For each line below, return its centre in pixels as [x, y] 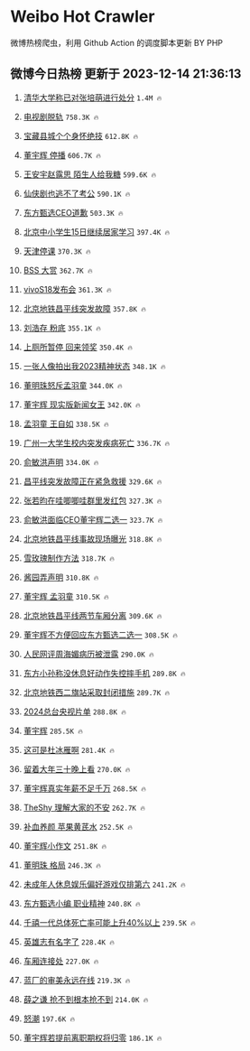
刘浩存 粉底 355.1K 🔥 [62, 328]
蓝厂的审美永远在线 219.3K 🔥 [77, 980]
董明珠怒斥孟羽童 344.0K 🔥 [73, 385]
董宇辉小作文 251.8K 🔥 [65, 845]
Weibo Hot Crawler [83, 17]
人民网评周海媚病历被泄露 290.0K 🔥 [88, 654]
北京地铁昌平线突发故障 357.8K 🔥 [85, 308]
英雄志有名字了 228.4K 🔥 [69, 942]
